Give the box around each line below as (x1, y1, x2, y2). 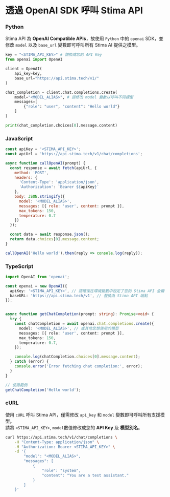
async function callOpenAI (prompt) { (5, 160, 86, 165)
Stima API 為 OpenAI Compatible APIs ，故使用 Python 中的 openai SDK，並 (5, 35, 164, 42)
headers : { (14, 175, 38, 180)
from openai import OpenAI (5, 57, 63, 62)
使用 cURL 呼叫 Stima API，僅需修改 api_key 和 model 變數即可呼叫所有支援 (5, 411, 161, 418)
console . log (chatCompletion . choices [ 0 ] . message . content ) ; (14, 354, 140, 359)
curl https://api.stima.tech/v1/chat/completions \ (5, 434, 117, 440)
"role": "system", (41, 468, 81, 473)
